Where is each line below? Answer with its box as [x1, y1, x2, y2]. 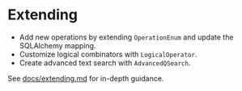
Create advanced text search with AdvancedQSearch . [19, 58, 191, 68]
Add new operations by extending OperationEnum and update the [19, 32, 234, 42]
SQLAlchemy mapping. [19, 40, 96, 50]
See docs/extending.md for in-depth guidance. [7, 73, 164, 83]
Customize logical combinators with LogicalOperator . [19, 49, 197, 59]
